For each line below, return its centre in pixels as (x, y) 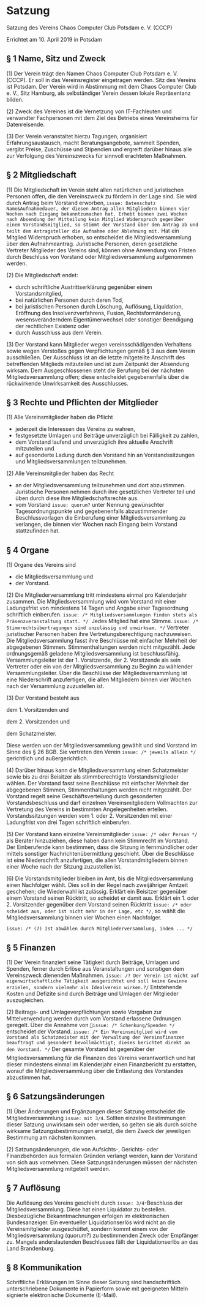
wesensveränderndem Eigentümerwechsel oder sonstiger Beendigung (104, 320)
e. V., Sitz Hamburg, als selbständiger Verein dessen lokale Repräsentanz (99, 93)
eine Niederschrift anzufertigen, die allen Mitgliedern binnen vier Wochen (99, 679)
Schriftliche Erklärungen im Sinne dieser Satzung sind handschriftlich (94, 1282)
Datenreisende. (26, 124)
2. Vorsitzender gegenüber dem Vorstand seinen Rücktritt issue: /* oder (99, 905)
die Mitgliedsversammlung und (54, 577)
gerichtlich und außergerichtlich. (47, 758)
